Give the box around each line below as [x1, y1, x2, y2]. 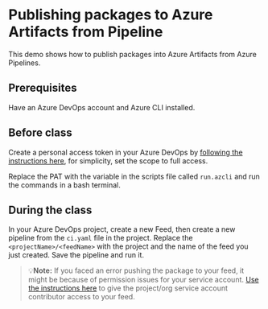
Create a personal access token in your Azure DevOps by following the [8, 147, 243, 157]
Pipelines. [8, 58, 41, 68]
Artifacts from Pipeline [8, 23, 163, 41]
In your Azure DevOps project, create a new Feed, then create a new [8, 225, 236, 234]
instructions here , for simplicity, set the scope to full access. [8, 155, 208, 166]
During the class [8, 203, 93, 216]
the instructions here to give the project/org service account [27, 283, 228, 293]
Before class [8, 126, 72, 140]
